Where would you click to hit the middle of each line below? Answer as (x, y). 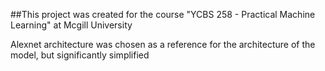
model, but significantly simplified (80, 55)
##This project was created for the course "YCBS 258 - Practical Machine (163, 14)
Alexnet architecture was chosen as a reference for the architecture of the (163, 44)
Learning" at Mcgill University (71, 25)
